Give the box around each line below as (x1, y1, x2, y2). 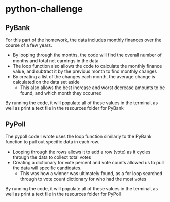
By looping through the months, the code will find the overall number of (12, 52, 162, 58)
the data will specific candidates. (12, 165, 82, 171)
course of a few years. (5, 42, 52, 48)
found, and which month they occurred (20, 90, 103, 96)
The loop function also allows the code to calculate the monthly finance (12, 63, 162, 69)
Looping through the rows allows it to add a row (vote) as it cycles (12, 149, 151, 155)
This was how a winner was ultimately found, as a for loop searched (20, 170, 163, 176)
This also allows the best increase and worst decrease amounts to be (20, 84, 165, 91)
